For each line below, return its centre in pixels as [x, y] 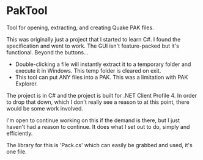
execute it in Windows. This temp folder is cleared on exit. [88, 70]
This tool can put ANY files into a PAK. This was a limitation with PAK [102, 77]
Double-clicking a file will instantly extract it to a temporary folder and [103, 64]
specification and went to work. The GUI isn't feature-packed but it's [93, 46]
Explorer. [26, 84]
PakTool [27, 11]
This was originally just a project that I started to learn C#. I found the [94, 39]
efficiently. [20, 133]
